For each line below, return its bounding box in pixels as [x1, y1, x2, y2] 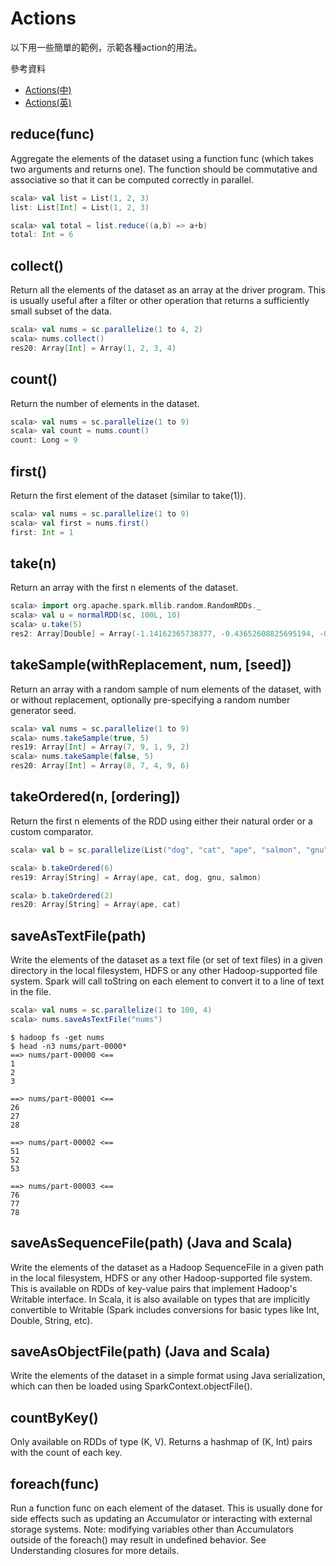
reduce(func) [10, 126, 95, 143]
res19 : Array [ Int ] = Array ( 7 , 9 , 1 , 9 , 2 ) [10, 742, 190, 752]
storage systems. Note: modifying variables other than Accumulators [10, 1523, 294, 1536]
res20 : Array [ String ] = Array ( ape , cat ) [10, 900, 182, 910]
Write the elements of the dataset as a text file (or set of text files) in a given [10, 954, 323, 966]
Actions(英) [24, 96, 72, 108]
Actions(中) [24, 83, 72, 96]
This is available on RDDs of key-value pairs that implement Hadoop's [10, 1282, 298, 1294]
